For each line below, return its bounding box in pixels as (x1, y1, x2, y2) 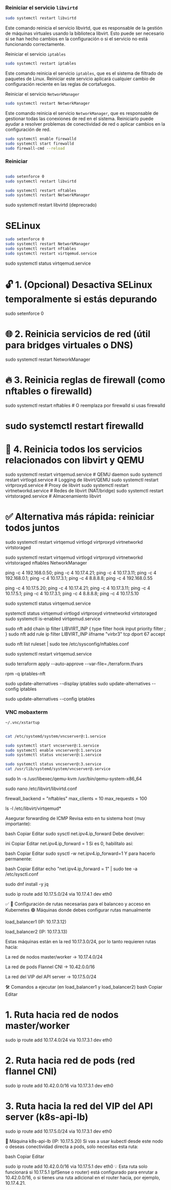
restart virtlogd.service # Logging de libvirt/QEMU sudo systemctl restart (5, 477, 159, 483)
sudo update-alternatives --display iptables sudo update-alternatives (5, 680, 151, 686)
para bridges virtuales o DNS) (5, 339, 134, 351)
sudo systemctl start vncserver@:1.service (5, 743, 100, 748)
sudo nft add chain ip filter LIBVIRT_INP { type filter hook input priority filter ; (5, 625, 166, 632)
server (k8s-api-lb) (5, 1111, 88, 1123)
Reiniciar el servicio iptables (5, 51, 66, 57)
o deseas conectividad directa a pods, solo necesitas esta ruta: (5, 1144, 139, 1150)
